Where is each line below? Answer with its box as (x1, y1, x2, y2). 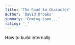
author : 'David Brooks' (5, 12, 54, 17)
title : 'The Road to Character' (5, 7, 71, 12)
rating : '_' (5, 21, 29, 26)
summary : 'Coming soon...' (5, 16, 60, 21)
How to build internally (5, 35, 50, 41)
